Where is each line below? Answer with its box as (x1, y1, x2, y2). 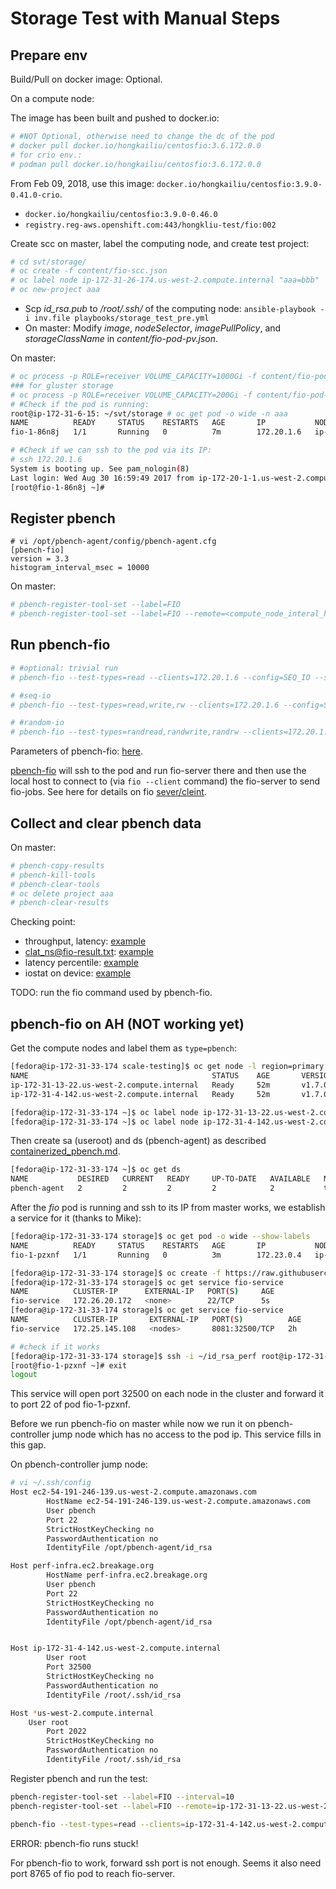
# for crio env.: (10, 150, 83, 160)
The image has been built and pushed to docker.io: (10, 112, 220, 124)
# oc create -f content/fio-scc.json (10, 266, 168, 276)
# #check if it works (10, 1342, 101, 1352)
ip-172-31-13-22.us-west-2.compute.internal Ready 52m (10, 1080, 271, 1090)
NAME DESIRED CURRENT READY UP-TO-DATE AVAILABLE (10, 1174, 311, 1184)
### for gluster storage (10, 380, 114, 391)
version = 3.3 (10, 554, 70, 564)
